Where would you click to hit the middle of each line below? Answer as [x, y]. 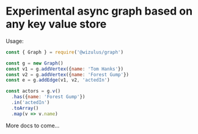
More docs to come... [33, 125]
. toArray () [25, 108]
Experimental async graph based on [99, 11]
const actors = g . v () [33, 91]
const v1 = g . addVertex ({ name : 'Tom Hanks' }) [64, 69]
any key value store [56, 24]
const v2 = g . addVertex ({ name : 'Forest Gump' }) [68, 74]
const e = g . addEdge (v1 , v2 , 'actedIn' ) [58, 80]
